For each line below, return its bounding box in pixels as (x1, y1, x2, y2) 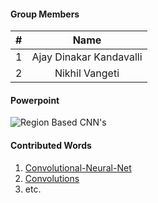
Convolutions (24, 172, 80, 184)
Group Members (10, 8, 80, 20)
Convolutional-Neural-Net (24, 161, 132, 174)
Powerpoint (10, 94, 60, 106)
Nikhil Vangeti (54, 66, 120, 80)
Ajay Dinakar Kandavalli (31, 50, 143, 64)
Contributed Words (10, 140, 92, 151)
